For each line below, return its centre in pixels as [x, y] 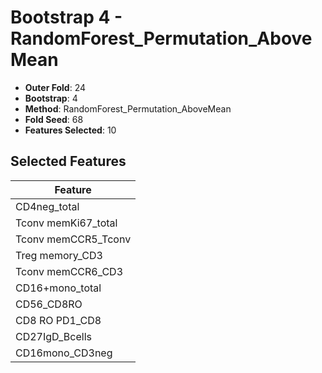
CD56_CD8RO [49, 304]
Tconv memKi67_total [66, 223]
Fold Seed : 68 [54, 119]
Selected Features [68, 161]
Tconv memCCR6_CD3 [69, 271]
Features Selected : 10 [70, 130]
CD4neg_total [47, 206]
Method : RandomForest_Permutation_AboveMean [128, 108]
